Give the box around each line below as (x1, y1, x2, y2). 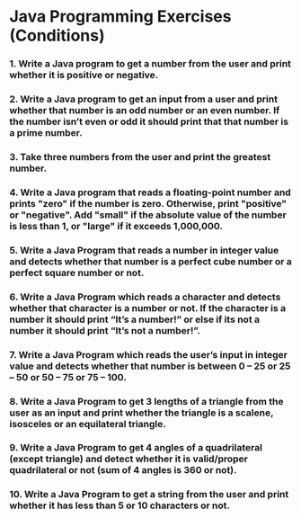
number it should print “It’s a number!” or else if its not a (9, 313, 261, 326)
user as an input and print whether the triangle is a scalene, (9, 406, 274, 419)
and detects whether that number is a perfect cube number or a (9, 255, 292, 267)
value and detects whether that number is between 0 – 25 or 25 (9, 360, 291, 372)
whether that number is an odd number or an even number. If (9, 104, 280, 117)
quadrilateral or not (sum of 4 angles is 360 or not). (9, 464, 237, 477)
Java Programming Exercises (9, 6, 232, 27)
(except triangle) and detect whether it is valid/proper (9, 452, 249, 465)
